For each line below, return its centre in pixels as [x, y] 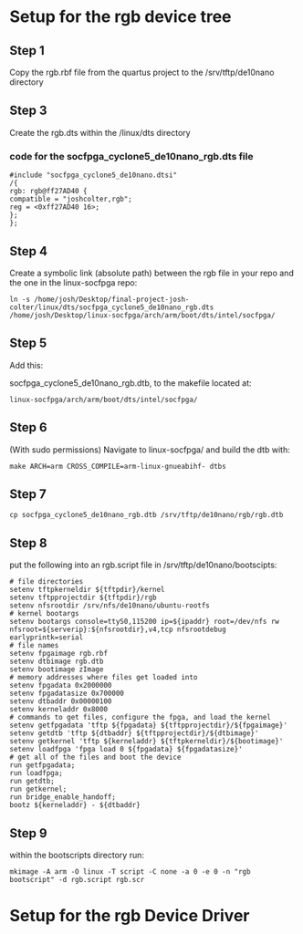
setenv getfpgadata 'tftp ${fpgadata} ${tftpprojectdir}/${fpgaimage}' [148, 726]
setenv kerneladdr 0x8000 [58, 710]
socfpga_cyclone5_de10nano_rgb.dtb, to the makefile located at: [131, 383]
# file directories [47, 582]
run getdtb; [32, 782]
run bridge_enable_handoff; [63, 797]
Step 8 [28, 543]
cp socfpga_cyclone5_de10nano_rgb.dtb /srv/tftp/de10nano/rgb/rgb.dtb [146, 515]
